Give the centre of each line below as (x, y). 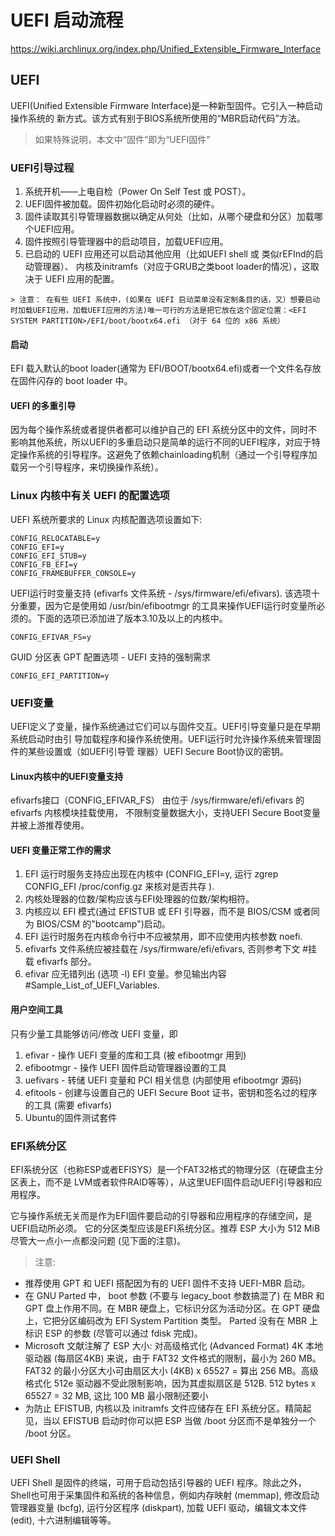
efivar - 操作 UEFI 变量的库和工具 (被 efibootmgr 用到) (135, 1055)
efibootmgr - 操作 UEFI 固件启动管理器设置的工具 (125, 1067)
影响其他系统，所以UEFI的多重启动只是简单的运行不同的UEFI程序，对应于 (161, 442)
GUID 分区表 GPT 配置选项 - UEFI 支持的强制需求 (111, 657)
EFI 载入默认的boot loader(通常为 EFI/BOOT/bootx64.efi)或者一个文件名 (157, 368)
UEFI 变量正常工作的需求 (61, 850)
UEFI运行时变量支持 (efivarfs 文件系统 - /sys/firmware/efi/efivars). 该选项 (161, 593)
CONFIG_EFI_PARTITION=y (60, 676)
